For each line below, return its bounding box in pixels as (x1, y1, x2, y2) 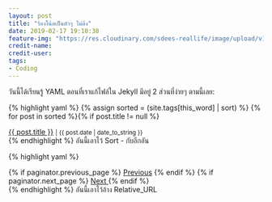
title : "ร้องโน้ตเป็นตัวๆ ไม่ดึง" (8, 19, 91, 27)
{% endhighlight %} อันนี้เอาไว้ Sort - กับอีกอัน (8, 135, 150, 145)
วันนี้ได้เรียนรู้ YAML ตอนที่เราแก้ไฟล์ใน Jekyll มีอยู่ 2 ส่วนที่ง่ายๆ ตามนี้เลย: (8, 86, 215, 96)
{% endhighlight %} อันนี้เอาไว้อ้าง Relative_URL (8, 184, 158, 194)
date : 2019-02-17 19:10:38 (8, 27, 100, 35)
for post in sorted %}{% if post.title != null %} (8, 111, 160, 121)
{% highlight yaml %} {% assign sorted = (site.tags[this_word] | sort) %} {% (8, 103, 261, 112)
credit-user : (8, 49, 53, 57)
